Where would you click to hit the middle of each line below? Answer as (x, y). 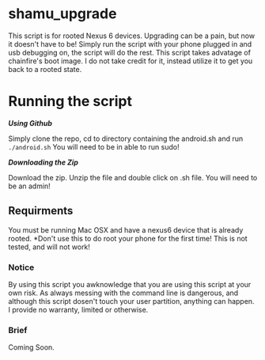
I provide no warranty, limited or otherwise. (78, 309)
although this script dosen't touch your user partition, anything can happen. (131, 301)
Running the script (70, 102)
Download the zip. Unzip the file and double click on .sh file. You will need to (133, 177)
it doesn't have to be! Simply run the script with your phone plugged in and (130, 44)
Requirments (41, 211)
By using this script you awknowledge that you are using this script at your (130, 284)
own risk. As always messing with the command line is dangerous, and (123, 293)
